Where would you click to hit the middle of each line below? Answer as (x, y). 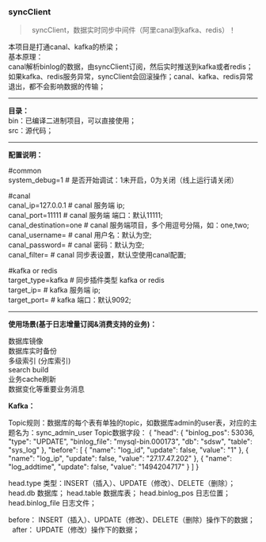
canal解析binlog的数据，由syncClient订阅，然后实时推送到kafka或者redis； (131, 67)
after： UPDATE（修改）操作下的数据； (76, 530)
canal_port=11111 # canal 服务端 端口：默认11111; (85, 216)
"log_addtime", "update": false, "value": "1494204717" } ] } (104, 467)
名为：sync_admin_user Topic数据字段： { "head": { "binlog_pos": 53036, (135, 433)
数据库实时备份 (32, 351)
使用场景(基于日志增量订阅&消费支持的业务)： (82, 324)
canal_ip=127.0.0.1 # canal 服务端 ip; (66, 205)
